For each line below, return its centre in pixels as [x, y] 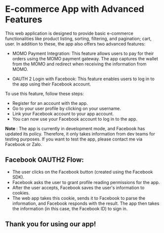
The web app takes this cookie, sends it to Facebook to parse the [79, 198]
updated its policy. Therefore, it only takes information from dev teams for [80, 134]
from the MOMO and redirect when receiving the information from [79, 64]
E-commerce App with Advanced [75, 9]
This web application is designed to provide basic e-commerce [69, 33]
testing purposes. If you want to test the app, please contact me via [74, 139]
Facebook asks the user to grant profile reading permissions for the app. [86, 182]
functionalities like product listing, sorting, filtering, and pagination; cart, [78, 39]
